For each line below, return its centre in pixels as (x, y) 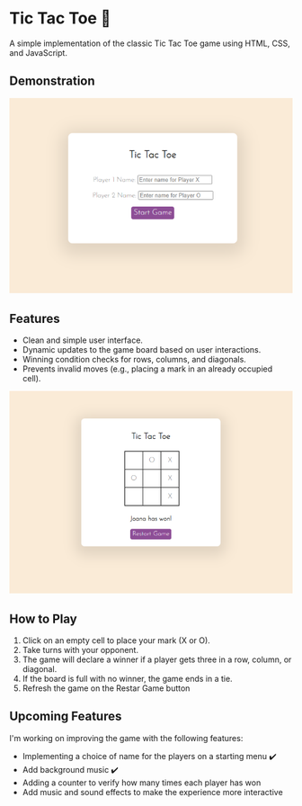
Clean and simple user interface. (83, 340)
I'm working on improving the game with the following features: (126, 738)
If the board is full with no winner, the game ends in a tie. (127, 679)
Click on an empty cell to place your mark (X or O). (116, 640)
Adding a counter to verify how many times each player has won (142, 783)
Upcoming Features (66, 716)
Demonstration (53, 81)
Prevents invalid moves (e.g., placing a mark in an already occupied (147, 369)
